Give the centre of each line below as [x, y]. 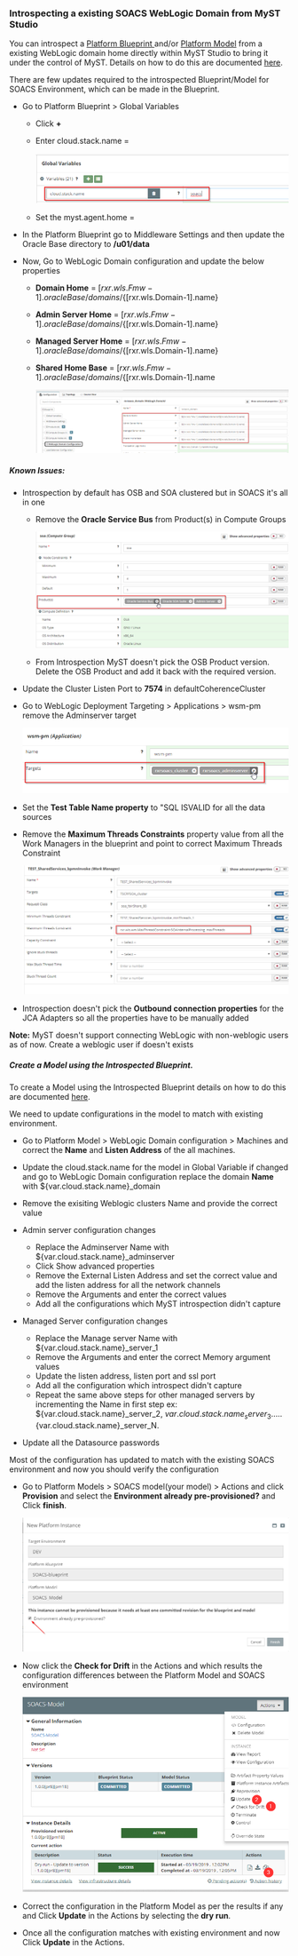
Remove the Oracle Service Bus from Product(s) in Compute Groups [161, 519]
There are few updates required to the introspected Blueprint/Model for [139, 80]
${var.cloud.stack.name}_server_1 [97, 1348]
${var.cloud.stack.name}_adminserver [105, 1257]
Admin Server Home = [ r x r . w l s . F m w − [105, 314]
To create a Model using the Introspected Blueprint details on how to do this [148, 1087]
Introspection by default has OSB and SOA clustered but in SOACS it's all [155, 492]
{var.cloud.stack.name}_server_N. [97, 1426]
